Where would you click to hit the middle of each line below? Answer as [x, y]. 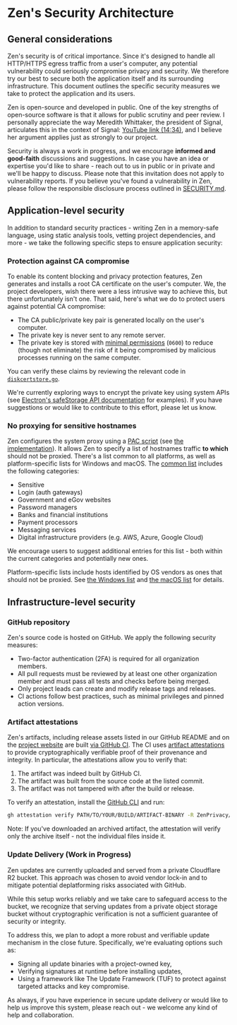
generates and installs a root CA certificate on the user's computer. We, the [117, 284]
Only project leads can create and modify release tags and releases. [117, 689]
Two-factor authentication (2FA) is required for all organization [108, 659]
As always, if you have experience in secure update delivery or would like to [117, 1000]
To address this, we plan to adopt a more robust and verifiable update [109, 935]
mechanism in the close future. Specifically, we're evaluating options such [115, 942]
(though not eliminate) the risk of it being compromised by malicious [117, 350]
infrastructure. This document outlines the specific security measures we [114, 86]
